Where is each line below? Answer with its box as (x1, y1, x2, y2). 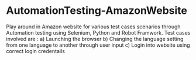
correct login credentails (6, 47, 66, 54)
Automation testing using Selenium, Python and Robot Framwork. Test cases (6, 29, 191, 36)
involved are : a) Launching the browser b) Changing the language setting (6, 35, 184, 42)
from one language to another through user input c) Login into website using (6, 42, 190, 48)
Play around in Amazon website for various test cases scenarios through (6, 23, 181, 30)
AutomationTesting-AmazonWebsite (6, 4, 188, 17)
